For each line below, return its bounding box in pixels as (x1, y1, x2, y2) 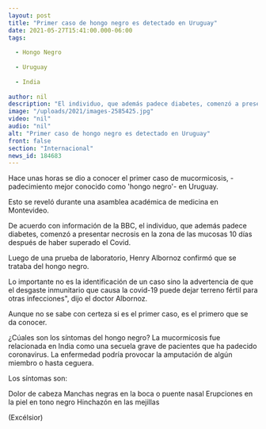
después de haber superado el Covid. (8, 238, 131, 247)
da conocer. (8, 318, 47, 327)
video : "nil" (8, 115, 51, 123)
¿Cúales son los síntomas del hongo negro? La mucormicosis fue (8, 333, 221, 343)
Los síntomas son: (8, 373, 68, 383)
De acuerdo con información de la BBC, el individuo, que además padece (8, 221, 247, 231)
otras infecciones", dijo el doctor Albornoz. (8, 294, 148, 304)
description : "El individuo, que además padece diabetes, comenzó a (8, 100, 239, 108)
